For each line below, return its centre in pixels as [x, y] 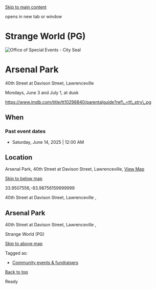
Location [19, 157]
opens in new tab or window [33, 16]
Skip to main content [26, 7]
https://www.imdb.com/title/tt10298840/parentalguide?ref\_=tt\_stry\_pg [78, 102]
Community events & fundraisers [45, 263]
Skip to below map [24, 178]
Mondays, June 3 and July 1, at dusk [42, 92]
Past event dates [25, 132]
